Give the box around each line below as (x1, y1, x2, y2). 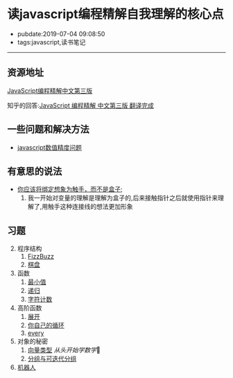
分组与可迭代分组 (27, 354, 77, 363)
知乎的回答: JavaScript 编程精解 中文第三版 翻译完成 (7, 101, 155, 110)
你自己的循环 (27, 321, 64, 329)
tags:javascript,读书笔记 (17, 37, 86, 46)
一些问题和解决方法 (7, 123, 89, 135)
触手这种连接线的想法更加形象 (47, 203, 133, 211)
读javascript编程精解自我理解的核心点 (7, 6, 224, 22)
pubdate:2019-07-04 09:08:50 (17, 29, 105, 38)
